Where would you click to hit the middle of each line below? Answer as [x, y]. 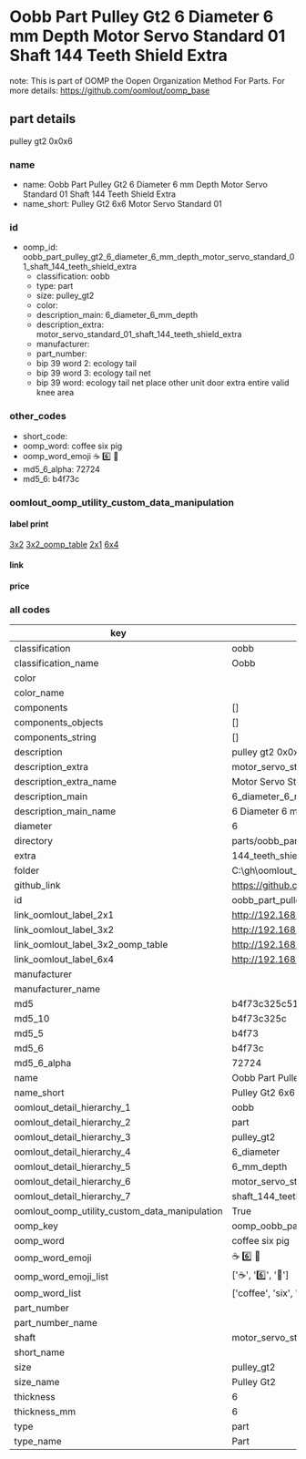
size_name [37, 1382]
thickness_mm [45, 1412]
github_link [37, 886]
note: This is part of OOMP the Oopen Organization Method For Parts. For [147, 80]
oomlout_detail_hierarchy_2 [72, 1123]
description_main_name [65, 811]
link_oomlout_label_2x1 [64, 915]
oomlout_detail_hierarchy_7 [72, 1197]
